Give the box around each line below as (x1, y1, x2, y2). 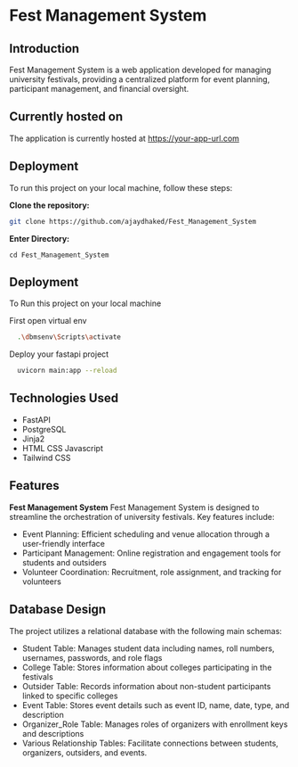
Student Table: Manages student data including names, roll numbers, (21, 643, 275, 654)
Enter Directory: (9, 233, 70, 243)
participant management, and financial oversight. (9, 84, 189, 94)
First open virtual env (9, 316, 87, 326)
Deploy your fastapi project (9, 349, 109, 359)
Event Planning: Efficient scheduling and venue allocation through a (21, 528, 270, 540)
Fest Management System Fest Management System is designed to (9, 501, 260, 513)
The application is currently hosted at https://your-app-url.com (9, 133, 240, 144)
